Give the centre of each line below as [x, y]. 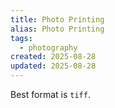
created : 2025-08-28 [53, 57]
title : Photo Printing [57, 19]
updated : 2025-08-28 [53, 66]
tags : [21, 38]
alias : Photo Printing [57, 29]
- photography [48, 47]
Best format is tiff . [50, 94]
